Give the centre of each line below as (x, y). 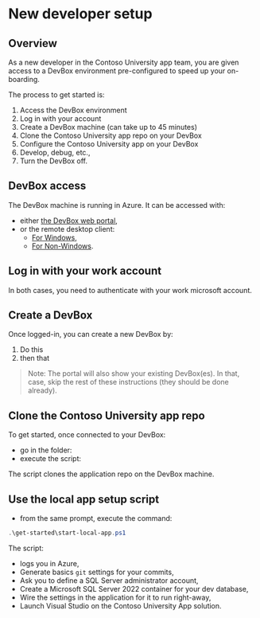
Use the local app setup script (84, 499)
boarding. (24, 79)
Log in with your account (60, 119)
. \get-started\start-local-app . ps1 (67, 533)
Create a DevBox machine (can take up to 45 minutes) (108, 127)
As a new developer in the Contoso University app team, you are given (124, 62)
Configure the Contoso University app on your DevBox (109, 144)
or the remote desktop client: (67, 229)
